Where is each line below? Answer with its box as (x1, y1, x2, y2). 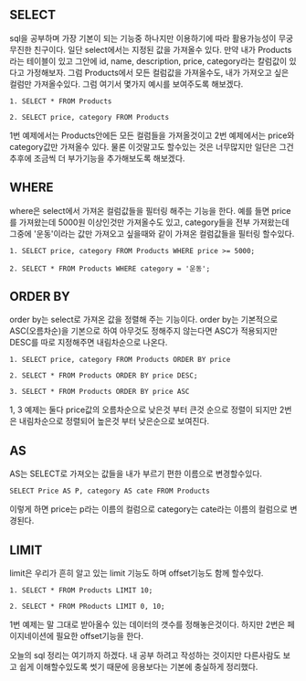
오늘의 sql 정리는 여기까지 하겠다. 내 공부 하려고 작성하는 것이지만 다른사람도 (9, 650, 281, 661)
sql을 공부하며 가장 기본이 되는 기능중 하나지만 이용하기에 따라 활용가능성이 (9, 32, 277, 44)
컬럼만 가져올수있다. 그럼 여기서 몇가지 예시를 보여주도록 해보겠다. (9, 78, 244, 90)
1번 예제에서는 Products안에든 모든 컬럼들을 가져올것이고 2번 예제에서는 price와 (9, 130, 295, 141)
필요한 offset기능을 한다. (56, 631, 144, 642)
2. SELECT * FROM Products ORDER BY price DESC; (9, 371, 198, 380)
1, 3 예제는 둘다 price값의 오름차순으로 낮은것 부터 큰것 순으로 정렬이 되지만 (9, 404, 278, 415)
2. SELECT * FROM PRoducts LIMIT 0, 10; (9, 602, 166, 612)
